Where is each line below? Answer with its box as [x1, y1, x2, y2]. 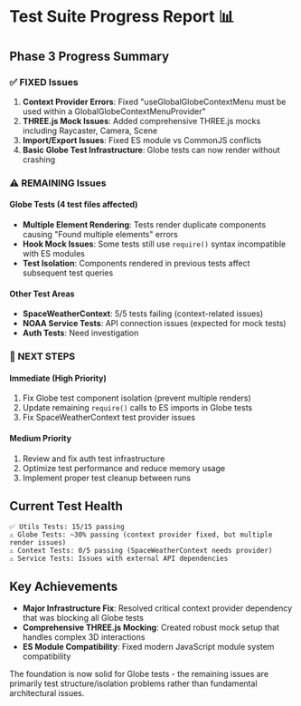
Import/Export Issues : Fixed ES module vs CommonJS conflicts [22, 134, 262, 145]
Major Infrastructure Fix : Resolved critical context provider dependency [22, 603, 293, 614]
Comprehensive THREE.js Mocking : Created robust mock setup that [22, 622, 280, 633]
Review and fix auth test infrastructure [22, 453, 165, 464]
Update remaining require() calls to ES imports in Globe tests [22, 402, 253, 413]
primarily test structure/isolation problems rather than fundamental [9, 678, 258, 689]
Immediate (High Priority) [9, 372, 107, 383]
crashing [22, 154, 56, 165]
